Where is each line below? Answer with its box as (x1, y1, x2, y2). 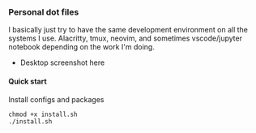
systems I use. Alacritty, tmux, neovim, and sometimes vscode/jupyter (8, 33, 243, 43)
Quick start (8, 76, 47, 86)
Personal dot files (8, 6, 79, 18)
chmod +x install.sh (8, 110, 79, 118)
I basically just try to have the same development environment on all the (8, 25, 249, 35)
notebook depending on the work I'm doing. (8, 42, 156, 52)
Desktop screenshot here (19, 58, 105, 67)
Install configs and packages (8, 94, 105, 104)
